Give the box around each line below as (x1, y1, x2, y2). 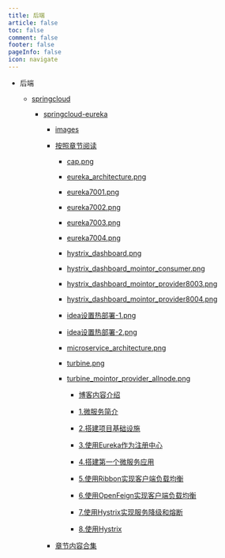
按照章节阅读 (54, 140, 97, 150)
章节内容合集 (54, 541, 97, 550)
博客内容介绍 (78, 390, 121, 399)
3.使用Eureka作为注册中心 (78, 440, 163, 450)
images (54, 124, 79, 134)
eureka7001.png (66, 187, 120, 197)
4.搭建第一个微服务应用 (78, 457, 155, 466)
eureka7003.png (66, 218, 121, 227)
